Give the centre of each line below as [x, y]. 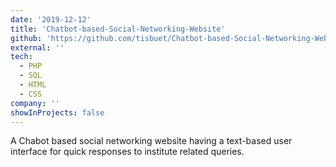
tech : [21, 57]
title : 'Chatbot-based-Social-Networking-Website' [118, 29]
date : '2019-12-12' [51, 19]
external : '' [37, 47]
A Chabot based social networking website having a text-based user [151, 141]
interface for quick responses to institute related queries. [127, 152]
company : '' [35, 103]
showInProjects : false [57, 112]
